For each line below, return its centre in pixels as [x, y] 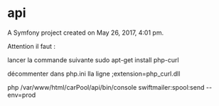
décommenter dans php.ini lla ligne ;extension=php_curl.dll [94, 73]
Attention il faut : [31, 46]
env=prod [22, 95]
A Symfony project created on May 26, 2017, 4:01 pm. [86, 33]
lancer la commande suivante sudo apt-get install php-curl [93, 60]
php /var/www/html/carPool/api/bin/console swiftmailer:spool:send [106, 87]
